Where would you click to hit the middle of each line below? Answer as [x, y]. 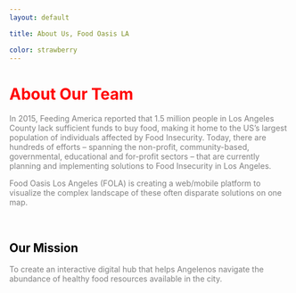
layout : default [39, 17]
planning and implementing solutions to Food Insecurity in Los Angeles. [140, 166]
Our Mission [44, 248]
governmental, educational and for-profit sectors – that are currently [135, 156]
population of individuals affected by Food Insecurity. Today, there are [138, 138]
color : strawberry [43, 50]
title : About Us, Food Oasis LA [69, 33]
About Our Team [71, 94]
